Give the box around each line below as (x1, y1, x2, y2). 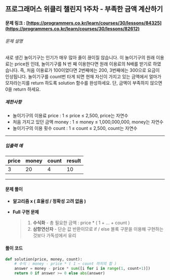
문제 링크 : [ (5, 20, 28, 26)
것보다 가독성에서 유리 (32, 232, 77, 238)
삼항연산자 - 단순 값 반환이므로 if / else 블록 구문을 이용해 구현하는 (32, 226, 163, 232)
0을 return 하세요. (5, 86, 41, 92)
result (66, 157, 81, 164)
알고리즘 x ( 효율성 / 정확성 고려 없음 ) (12, 198, 86, 204)
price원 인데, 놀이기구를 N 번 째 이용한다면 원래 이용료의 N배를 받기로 (14, 61, 152, 67)
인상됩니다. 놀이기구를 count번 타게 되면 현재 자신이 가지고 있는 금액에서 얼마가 (5, 74, 162, 80)
